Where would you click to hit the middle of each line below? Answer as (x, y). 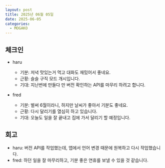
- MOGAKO (19, 28)
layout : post (19, 10)
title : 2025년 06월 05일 (29, 14)
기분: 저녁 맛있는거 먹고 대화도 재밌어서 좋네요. (65, 72)
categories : (17, 24)
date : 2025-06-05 (23, 19)
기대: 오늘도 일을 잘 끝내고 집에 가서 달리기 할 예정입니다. (75, 117)
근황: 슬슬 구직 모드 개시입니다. (50, 78)
